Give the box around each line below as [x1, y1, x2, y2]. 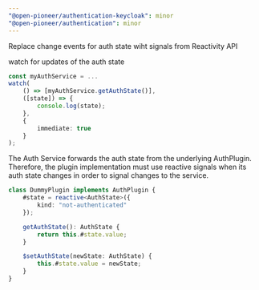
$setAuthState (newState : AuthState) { [22, 252, 152, 260]
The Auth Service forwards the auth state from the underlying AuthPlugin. [8, 154, 253, 163]
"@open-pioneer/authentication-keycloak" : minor [8, 11, 174, 20]
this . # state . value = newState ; [37, 260, 142, 268]
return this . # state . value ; [37, 230, 127, 239]
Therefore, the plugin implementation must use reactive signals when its [8, 162, 247, 172]
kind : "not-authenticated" [37, 201, 127, 209]
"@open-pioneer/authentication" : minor [8, 19, 142, 27]
